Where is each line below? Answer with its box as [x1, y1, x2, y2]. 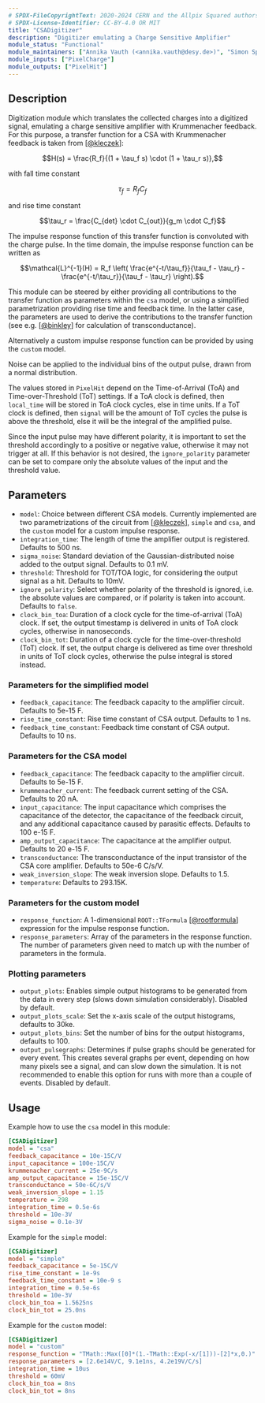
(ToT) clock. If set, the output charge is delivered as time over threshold [19, 643, 252, 653]
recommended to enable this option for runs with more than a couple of [19, 1070, 252, 1080]
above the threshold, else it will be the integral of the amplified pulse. [8, 417, 233, 426]
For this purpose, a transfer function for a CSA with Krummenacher [8, 129, 226, 139]
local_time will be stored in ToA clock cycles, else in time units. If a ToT [8, 400, 241, 410]
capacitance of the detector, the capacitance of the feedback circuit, [19, 810, 244, 820]
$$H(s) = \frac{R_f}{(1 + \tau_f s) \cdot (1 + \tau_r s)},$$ [42, 153, 223, 162]
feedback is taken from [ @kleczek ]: [8, 138, 124, 147]
